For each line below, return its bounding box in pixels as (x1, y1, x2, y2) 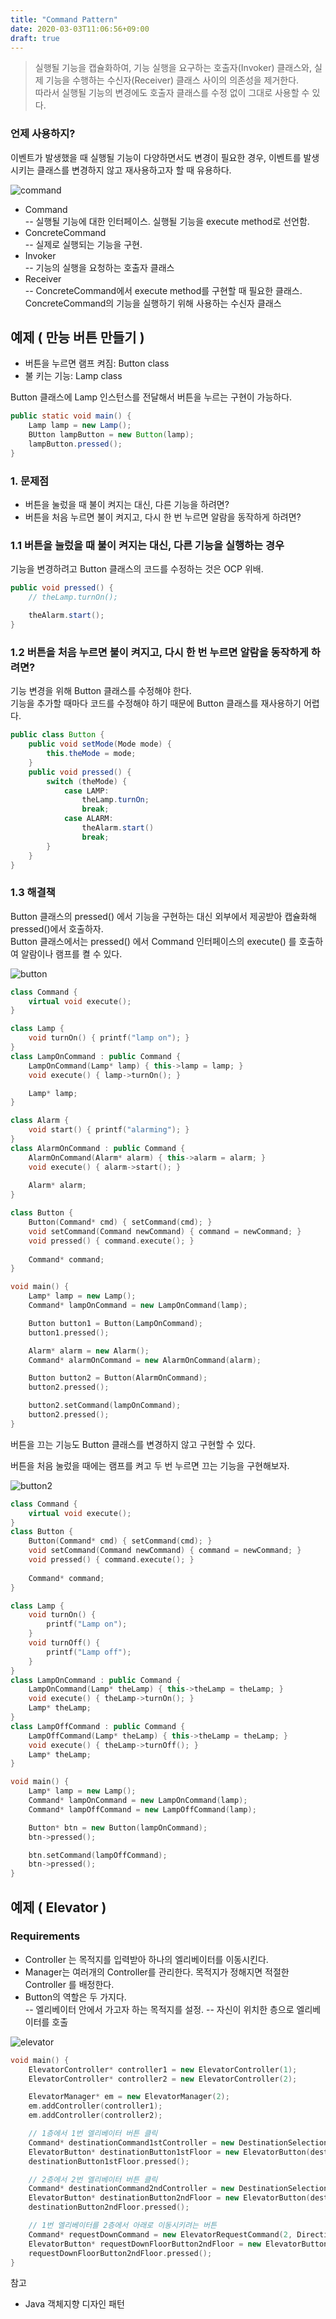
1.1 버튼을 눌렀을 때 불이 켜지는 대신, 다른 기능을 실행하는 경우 (10, 539, 285, 553)
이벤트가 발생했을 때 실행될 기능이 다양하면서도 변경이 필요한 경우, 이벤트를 (10, 151, 302, 163)
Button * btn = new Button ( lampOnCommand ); (28, 1822, 208, 1833)
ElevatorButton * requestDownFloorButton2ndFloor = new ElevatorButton (28, 2239, 329, 2249)
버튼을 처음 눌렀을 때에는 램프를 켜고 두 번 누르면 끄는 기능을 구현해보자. (10, 1459, 290, 1471)
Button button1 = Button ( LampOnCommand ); (28, 1318, 203, 1328)
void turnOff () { (28, 1638, 101, 1648)
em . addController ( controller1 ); (28, 2101, 163, 2111)
